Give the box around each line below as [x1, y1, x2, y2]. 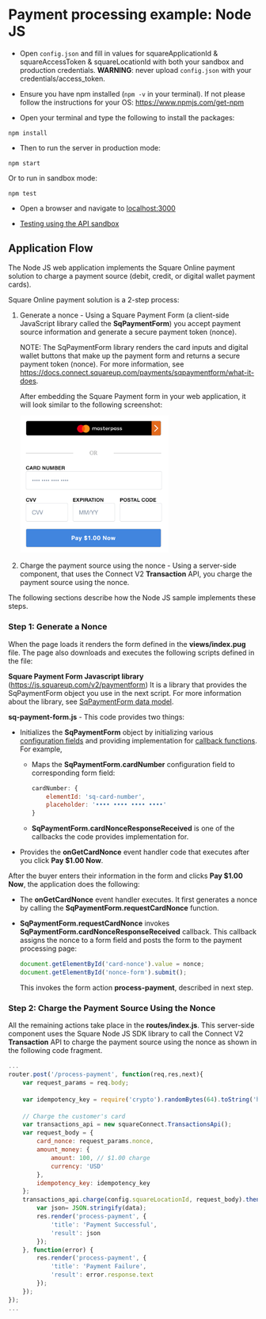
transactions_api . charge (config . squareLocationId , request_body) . [22, 1195, 246, 1204]
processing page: [19, 944, 78, 953]
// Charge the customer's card [22, 1112, 126, 1120]
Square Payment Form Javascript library [8, 671, 144, 681]
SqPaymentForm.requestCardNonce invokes [19, 918, 170, 928]
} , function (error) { [22, 1245, 93, 1254]
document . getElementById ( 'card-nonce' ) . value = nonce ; [19, 960, 205, 968]
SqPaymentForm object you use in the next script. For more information [8, 688, 241, 698]
